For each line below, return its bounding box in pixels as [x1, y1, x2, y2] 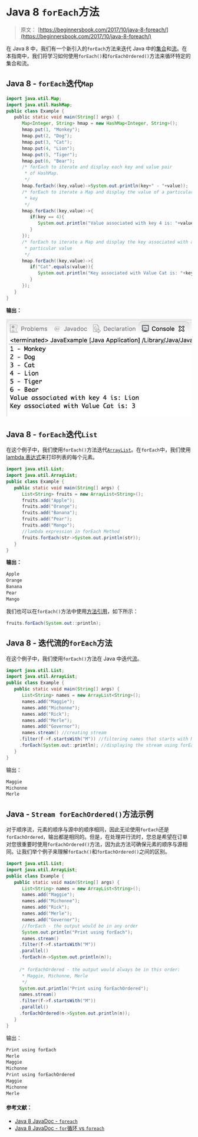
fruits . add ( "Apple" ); [21, 498, 75, 503]
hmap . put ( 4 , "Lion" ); [21, 146, 75, 151]
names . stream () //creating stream [21, 730, 107, 736]
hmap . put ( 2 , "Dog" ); [21, 133, 72, 139]
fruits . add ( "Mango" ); [21, 522, 75, 528]
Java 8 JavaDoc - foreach [14, 1117, 78, 1125]
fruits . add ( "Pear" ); [21, 516, 72, 522]
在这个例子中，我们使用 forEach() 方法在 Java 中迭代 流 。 [6, 655, 143, 662]
